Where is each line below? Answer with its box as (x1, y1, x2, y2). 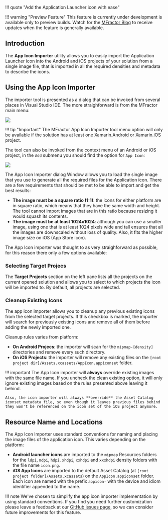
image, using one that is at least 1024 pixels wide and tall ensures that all (12, 224, 163, 230)
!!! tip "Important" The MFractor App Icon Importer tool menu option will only (5, 126, 163, 132)
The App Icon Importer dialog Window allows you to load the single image (5, 171, 158, 178)
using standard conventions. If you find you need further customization (5, 499, 152, 505)
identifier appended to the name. (12, 484, 81, 490)
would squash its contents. (12, 213, 68, 219)
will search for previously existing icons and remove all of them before (5, 319, 150, 325)
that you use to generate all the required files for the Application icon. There (5, 177, 162, 183)
